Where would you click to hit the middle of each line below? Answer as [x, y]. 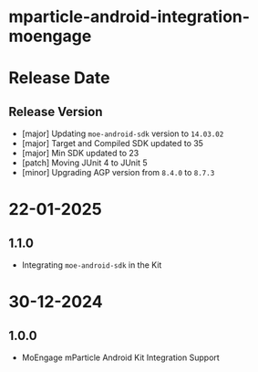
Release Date [59, 78]
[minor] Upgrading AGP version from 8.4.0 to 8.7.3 [118, 173]
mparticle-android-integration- [129, 17]
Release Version [56, 112]
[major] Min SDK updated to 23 [80, 154]
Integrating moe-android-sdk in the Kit [92, 265]
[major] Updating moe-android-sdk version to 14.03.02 [123, 133]
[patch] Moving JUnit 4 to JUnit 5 [84, 163]
